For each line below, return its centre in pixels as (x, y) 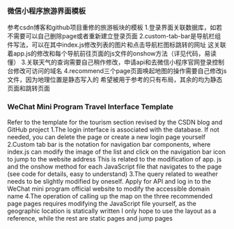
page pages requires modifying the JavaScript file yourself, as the (102, 203)
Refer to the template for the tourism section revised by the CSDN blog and (115, 122)
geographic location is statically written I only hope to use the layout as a (112, 211)
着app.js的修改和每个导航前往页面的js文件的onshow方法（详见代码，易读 (112, 54)
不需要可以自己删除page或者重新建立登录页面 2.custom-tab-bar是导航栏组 (114, 36)
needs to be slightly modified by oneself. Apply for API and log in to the (109, 181)
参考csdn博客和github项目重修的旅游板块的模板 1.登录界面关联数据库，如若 (115, 27)
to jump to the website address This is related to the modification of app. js (115, 159)
